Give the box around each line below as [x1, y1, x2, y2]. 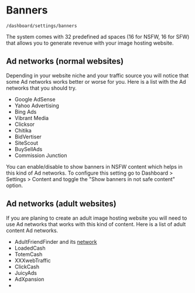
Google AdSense [14, 96, 56, 103]
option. [6, 182, 23, 189]
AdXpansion [14, 275, 45, 282]
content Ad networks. [6, 227, 59, 234]
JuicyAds [14, 269, 37, 276]
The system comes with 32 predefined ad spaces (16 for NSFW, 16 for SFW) [6, 33, 190, 40]
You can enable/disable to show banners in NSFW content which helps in [6, 163, 183, 170]
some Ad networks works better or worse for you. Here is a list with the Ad [6, 78, 186, 85]
